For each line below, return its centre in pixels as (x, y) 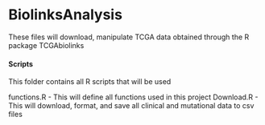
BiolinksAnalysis (66, 15)
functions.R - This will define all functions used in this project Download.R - (134, 97)
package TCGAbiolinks (46, 45)
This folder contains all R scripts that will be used (90, 82)
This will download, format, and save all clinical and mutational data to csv (131, 106)
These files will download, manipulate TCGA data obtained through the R (129, 37)
